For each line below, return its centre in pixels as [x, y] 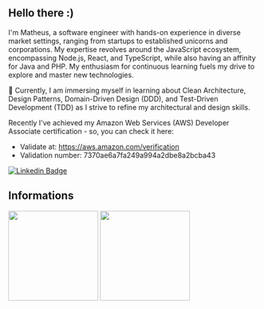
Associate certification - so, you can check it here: [91, 131]
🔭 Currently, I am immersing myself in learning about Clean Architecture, [127, 90]
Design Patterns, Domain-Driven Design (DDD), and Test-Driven [113, 98]
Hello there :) [41, 13]
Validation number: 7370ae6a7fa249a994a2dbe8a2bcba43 [118, 155]
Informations [41, 196]
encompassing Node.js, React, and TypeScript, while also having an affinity [132, 57]
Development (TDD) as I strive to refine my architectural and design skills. [129, 107]
